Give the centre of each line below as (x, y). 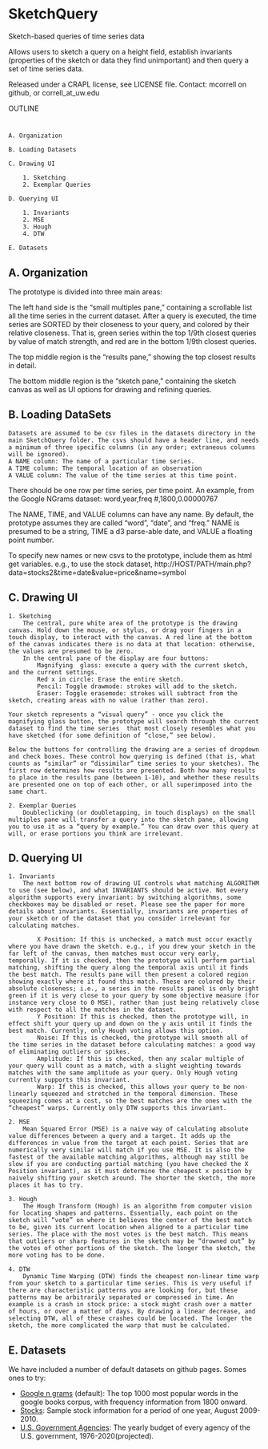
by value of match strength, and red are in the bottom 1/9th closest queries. (133, 341)
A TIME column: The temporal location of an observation (105, 468)
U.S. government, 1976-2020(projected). (87, 1436)
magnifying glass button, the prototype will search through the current (134, 721)
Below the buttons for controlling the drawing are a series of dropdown (134, 749)
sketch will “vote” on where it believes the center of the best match (130, 1220)
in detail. (22, 365)
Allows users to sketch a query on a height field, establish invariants (120, 51)
